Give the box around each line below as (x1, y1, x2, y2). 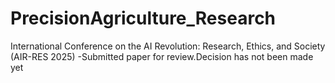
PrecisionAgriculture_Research (10, 7, 277, 30)
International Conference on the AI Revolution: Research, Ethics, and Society (10, 40, 326, 52)
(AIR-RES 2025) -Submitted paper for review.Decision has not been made (10, 50, 314, 62)
